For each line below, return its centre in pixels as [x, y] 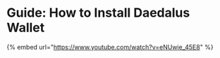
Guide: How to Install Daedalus [98, 13]
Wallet [26, 28]
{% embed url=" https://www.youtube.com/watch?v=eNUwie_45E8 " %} [110, 47]
